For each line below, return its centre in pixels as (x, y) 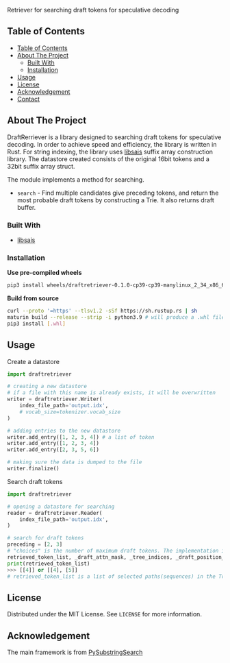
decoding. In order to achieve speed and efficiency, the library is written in (112, 144)
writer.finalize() (33, 469)
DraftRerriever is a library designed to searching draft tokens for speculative (114, 137)
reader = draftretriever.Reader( (55, 513)
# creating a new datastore (47, 387)
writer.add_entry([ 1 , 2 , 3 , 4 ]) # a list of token (81, 437)
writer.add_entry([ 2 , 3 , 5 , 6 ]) (53, 450)
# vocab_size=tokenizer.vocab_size (70, 412)
